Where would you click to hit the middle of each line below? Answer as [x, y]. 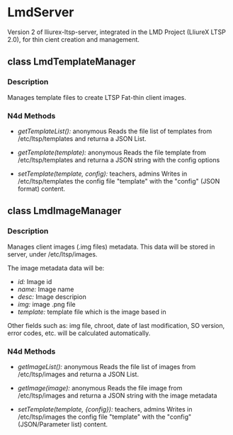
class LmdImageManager [64, 211]
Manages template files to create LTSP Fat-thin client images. [97, 97]
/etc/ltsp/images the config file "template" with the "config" [104, 417]
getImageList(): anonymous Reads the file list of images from [107, 366]
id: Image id [35, 281]
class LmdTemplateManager [72, 62]
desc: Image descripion [52, 296]
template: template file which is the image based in [92, 312]
